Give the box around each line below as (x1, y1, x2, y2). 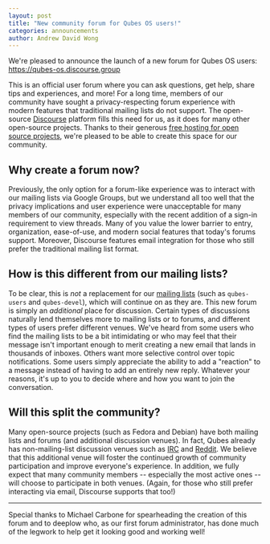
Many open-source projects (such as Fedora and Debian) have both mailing (8, 427, 259, 436)
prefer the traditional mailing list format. (8, 244, 139, 254)
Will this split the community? (8, 406, 161, 420)
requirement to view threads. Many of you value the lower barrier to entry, (8, 218, 253, 229)
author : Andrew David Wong (8, 34, 99, 43)
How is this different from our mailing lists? (8, 267, 228, 281)
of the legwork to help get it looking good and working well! (8, 526, 206, 536)
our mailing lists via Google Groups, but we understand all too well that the (8, 193, 255, 203)
